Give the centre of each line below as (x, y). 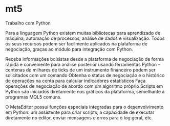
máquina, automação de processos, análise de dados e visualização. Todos (85, 38)
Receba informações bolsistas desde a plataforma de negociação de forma (85, 59)
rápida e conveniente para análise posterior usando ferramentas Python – (83, 64)
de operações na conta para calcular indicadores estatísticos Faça (76, 81)
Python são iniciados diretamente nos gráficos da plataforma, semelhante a (85, 91)
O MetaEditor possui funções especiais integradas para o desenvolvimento (84, 107)
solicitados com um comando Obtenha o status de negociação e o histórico (85, 75)
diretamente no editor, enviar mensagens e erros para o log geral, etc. (79, 117)
